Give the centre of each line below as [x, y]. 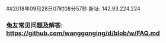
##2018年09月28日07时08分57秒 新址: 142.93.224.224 [73, 9]
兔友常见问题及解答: [35, 25]
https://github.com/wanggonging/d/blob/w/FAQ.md [83, 33]
